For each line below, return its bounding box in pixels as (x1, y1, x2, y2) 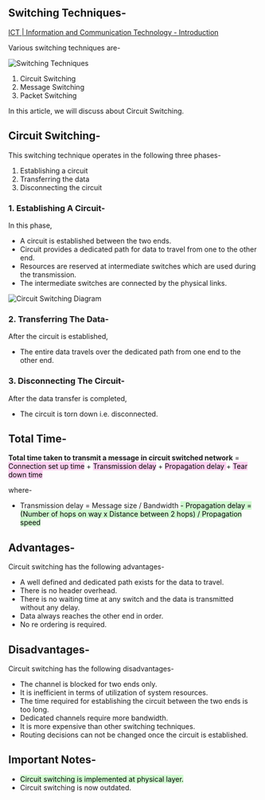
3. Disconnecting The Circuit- (8, 376, 125, 387)
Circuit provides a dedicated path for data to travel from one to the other (19, 244, 257, 254)
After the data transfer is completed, (8, 393, 127, 403)
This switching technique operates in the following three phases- (8, 150, 221, 160)
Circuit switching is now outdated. (19, 782, 132, 792)
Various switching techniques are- (8, 43, 121, 53)
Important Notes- (8, 753, 97, 767)
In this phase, (8, 220, 53, 230)
